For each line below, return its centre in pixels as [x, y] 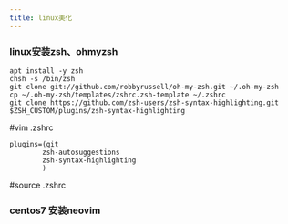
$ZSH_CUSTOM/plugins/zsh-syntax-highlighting [97, 110]
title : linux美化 [41, 18]
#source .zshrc [38, 185]
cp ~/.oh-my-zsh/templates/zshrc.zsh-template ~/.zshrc [118, 95]
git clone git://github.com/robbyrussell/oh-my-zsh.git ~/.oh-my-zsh [144, 87]
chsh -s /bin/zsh [42, 78]
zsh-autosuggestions [81, 152]
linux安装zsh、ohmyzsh [64, 51]
